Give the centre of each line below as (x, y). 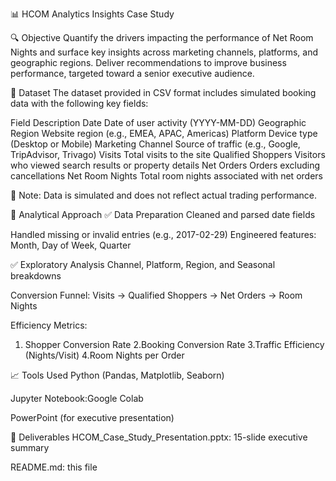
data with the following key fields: (79, 103)
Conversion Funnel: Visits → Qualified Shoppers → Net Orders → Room (156, 295)
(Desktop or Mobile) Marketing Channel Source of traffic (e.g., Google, (155, 144)
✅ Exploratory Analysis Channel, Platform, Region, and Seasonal (143, 264)
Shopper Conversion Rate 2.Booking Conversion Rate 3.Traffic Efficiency (174, 344)
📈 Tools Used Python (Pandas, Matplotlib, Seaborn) (117, 375)
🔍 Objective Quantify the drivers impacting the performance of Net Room (162, 37)
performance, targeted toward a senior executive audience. (132, 73)
